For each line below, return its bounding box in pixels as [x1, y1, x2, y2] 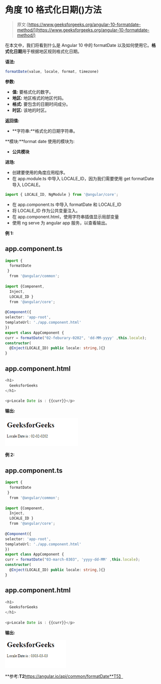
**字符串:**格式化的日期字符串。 [12, 128, 78, 134]
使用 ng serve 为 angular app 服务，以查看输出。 [12, 220, 110, 226]
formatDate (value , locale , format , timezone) [5, 69, 99, 74]
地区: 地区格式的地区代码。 [12, 95, 67, 101]
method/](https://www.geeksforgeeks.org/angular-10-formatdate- [17, 27, 150, 33]
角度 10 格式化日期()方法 [5, 4, 102, 16]
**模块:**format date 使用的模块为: [5, 138, 75, 144]
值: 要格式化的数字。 [12, 89, 54, 95]
